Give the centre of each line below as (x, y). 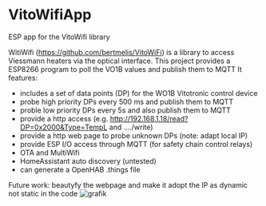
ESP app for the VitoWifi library (59, 37)
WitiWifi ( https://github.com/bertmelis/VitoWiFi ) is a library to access (121, 52)
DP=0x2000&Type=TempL (64, 127)
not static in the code (43, 193)
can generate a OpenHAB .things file (80, 169)
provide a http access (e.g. (64, 118)
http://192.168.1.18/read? (149, 118)
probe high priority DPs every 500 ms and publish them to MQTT (127, 101)
